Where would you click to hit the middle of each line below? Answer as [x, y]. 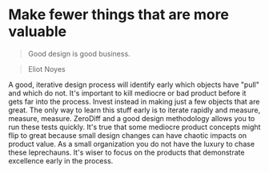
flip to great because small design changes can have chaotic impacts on [128, 135]
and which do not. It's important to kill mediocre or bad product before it [127, 92]
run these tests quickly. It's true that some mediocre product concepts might [134, 127]
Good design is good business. [79, 53]
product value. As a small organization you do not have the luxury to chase [131, 144]
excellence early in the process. [61, 160]
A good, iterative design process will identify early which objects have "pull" [134, 85]
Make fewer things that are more [119, 15]
